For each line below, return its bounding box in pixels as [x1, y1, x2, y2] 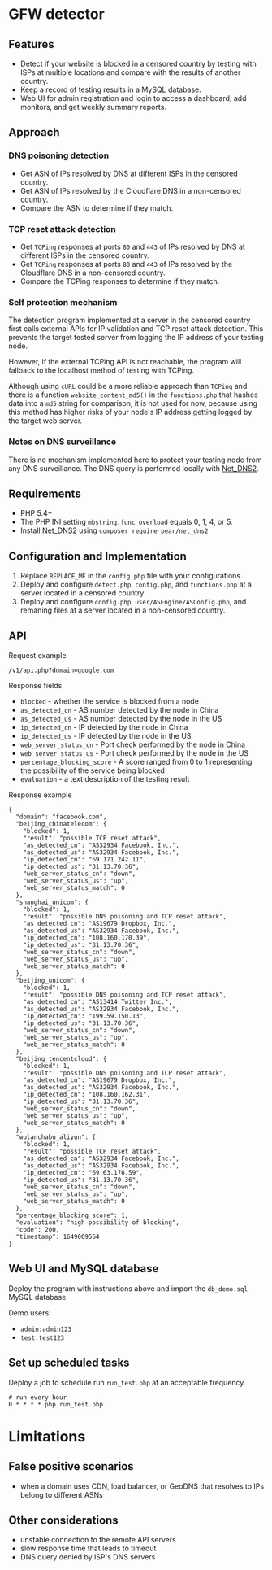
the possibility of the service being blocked [19, 765, 165, 775]
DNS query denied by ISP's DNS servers [19, 1552, 156, 1562]
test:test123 [19, 1333, 65, 1342]
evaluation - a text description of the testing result [19, 774, 190, 784]
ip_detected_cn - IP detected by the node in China [19, 722, 188, 732]
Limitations [8, 1427, 86, 1446]
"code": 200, [15, 1226, 60, 1234]
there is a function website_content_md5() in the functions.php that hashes [8, 390, 258, 399]
